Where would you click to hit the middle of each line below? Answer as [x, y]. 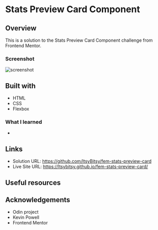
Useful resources [33, 183]
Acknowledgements [38, 200]
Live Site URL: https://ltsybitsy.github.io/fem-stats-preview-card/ [80, 167]
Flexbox [21, 109]
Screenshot [20, 58]
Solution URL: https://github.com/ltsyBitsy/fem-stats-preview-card [82, 161]
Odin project [26, 212]
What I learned [24, 122]
